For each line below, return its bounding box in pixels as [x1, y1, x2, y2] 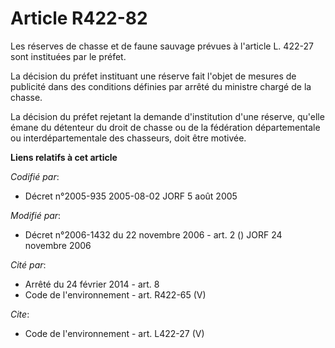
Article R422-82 [10, 7, 148, 30]
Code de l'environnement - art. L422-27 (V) [24, 327, 205, 339]
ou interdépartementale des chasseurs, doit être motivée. [10, 132, 247, 144]
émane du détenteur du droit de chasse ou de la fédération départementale [10, 121, 321, 133]
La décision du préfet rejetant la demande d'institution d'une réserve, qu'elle [10, 110, 325, 122]
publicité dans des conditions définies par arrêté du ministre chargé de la [10, 80, 312, 92]
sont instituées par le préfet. [10, 50, 127, 62]
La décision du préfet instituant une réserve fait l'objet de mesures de [10, 70, 297, 82]
